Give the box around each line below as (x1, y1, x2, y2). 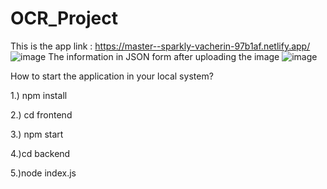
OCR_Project (10, 7, 118, 30)
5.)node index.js (10, 167, 77, 179)
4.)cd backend (10, 147, 71, 159)
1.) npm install (10, 89, 68, 101)
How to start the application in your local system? (10, 70, 214, 82)
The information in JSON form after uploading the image (48, 50, 280, 62)
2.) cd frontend (10, 108, 73, 121)
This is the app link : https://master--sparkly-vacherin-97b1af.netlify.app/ (10, 40, 311, 52)
